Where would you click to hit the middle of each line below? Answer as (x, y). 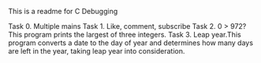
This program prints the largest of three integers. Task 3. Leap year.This (125, 35)
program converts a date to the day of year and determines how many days (131, 43)
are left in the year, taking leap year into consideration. (97, 51)
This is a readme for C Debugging (63, 11)
